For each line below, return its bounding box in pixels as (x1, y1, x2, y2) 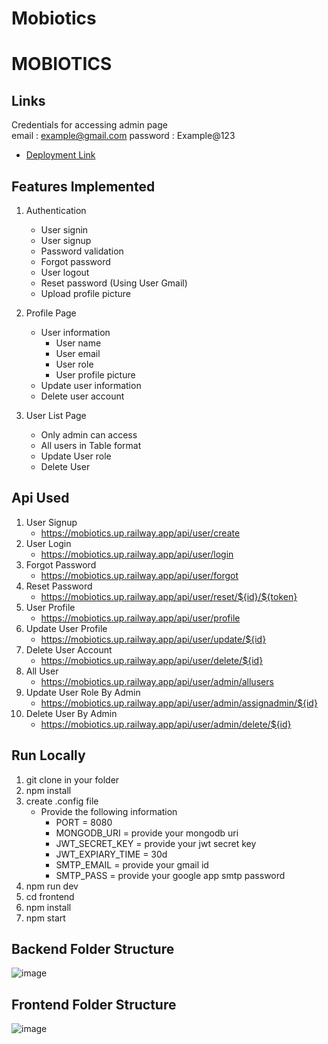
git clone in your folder (25, 773, 120, 786)
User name (55, 337, 102, 349)
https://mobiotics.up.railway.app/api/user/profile (40, 612, 241, 624)
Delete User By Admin (25, 707, 118, 719)
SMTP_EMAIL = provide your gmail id (55, 858, 209, 871)
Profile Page (25, 307, 77, 319)
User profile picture (55, 369, 136, 381)
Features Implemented (11, 178, 156, 195)
